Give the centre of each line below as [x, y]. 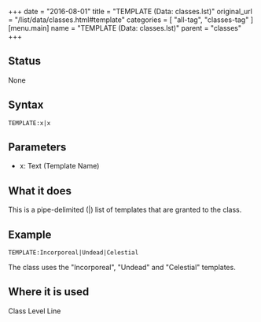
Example [30, 234]
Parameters [37, 148]
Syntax [26, 105]
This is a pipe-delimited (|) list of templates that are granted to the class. [125, 210]
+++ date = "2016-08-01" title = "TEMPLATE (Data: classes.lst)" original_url [130, 11]
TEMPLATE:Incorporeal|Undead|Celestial [74, 253]
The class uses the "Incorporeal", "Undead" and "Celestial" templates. [122, 268]
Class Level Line [35, 311]
